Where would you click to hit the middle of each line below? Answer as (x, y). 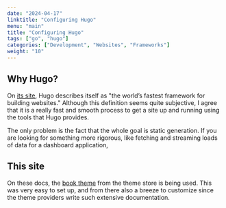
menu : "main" (26, 26)
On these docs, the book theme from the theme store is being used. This (110, 183)
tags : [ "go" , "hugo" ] (38, 39)
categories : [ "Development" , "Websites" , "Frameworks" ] (88, 45)
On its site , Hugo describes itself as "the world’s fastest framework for (106, 95)
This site (26, 167)
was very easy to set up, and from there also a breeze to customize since (111, 190)
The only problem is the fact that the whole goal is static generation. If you (112, 130)
